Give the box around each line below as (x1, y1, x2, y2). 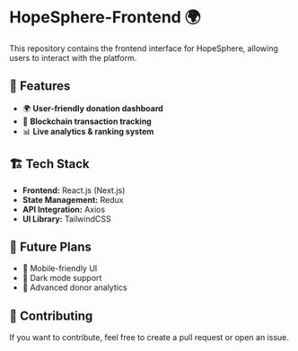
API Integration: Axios (22, 204, 106, 215)
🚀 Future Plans (9, 239, 92, 254)
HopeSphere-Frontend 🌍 (9, 7, 201, 28)
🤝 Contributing (9, 308, 93, 323)
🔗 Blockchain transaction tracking (22, 116, 153, 127)
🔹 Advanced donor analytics (22, 282, 127, 293)
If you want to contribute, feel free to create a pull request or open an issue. (9, 332, 289, 343)
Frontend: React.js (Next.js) (22, 185, 126, 196)
